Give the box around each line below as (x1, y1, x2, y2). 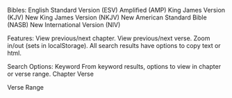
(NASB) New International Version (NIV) (7, 21, 121, 28)
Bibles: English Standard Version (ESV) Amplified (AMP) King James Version (7, 6, 226, 14)
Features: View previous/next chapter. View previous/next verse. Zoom (7, 34, 210, 42)
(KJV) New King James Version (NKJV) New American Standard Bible (7, 13, 207, 22)
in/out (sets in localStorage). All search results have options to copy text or (7, 42, 221, 49)
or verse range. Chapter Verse (7, 70, 94, 78)
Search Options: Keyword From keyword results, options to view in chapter (7, 63, 221, 70)
